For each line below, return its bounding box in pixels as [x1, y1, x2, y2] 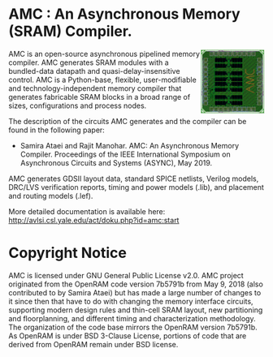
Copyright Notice [8, 244, 128, 262]
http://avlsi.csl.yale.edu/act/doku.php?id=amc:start [8, 215, 180, 225]
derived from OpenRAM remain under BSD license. [8, 339, 179, 349]
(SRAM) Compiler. [8, 22, 132, 41]
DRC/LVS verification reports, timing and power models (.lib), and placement [8, 182, 264, 191]
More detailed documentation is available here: [8, 206, 166, 216]
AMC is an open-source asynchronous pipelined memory [8, 49, 201, 58]
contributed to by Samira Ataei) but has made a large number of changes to [8, 287, 262, 297]
